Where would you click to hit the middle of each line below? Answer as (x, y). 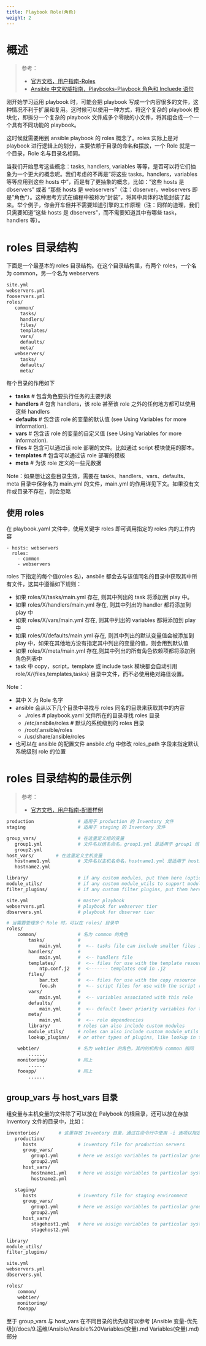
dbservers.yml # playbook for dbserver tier (81, 912)
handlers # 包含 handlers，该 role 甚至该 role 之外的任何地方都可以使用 (105, 404)
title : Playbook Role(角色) (41, 12)
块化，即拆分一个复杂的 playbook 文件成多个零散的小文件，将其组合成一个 (100, 117)
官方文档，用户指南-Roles (63, 81)
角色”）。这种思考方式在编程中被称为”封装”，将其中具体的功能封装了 (100, 197)
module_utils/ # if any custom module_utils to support (96, 884)
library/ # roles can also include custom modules (107, 1026)
